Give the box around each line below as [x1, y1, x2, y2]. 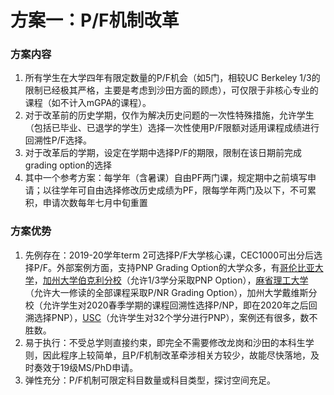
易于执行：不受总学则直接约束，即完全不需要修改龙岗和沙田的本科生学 [24, 336, 315, 348]
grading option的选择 [24, 159, 112, 171]
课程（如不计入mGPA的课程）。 [24, 97, 152, 109]
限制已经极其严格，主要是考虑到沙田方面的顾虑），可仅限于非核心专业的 [24, 84, 319, 96]
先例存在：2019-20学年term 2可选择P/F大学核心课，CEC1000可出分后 [24, 249, 315, 261]
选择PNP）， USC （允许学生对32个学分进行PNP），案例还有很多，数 [33, 311, 310, 323]
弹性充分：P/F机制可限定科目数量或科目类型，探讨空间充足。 [24, 374, 277, 386]
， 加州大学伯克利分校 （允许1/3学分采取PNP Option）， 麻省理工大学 [33, 274, 309, 286]
